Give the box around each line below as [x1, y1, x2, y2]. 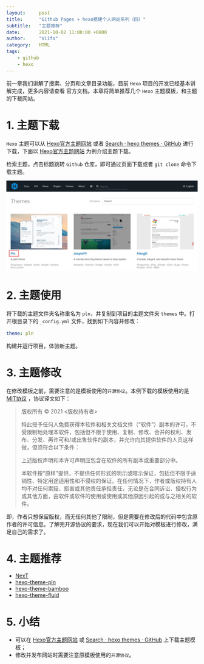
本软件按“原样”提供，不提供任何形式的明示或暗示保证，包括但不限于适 [21, 469, 197, 477]
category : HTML [6, 42, 50, 48]
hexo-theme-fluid [15, 591, 59, 599]
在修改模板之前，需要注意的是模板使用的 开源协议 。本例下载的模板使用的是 [6, 387, 189, 394]
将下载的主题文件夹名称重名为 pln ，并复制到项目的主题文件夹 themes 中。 [6, 310, 190, 317]
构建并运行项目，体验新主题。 [6, 342, 81, 349]
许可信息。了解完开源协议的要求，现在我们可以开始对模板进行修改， [22, 520, 192, 527]
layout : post [6, 10, 50, 16]
